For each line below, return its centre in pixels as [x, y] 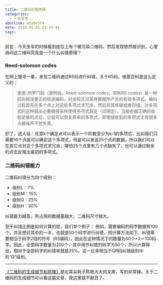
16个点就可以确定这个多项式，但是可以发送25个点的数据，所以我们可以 [84, 140]
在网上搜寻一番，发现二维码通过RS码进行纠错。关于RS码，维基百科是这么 [78, 77]
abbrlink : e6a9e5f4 [25, 23]
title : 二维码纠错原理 [25, 9]
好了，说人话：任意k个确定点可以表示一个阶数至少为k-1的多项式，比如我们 [79, 134]
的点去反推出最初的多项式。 [33, 152]
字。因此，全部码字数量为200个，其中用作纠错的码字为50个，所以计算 [75, 244]
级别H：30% [25, 206]
